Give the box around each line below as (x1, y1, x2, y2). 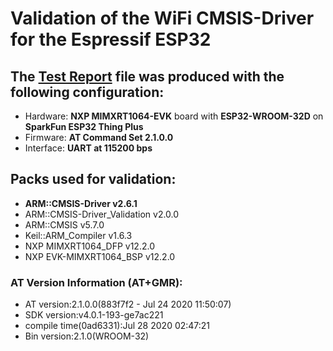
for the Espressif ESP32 (10, 28, 212, 51)
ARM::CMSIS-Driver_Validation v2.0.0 (24, 208, 180, 220)
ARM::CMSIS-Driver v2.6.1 (24, 197, 138, 209)
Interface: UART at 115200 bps (24, 142, 153, 154)
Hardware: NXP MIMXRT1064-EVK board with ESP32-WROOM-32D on (24, 110, 324, 122)
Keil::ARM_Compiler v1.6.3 (24, 229, 133, 241)
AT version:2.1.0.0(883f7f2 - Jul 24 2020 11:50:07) (24, 298, 232, 311)
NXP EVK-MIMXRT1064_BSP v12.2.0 (24, 250, 176, 262)
